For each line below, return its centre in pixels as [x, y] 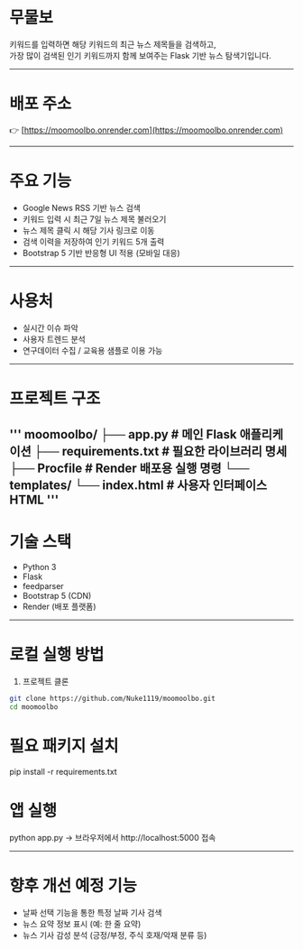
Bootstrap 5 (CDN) [57, 596]
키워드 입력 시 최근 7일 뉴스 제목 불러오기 [94, 219]
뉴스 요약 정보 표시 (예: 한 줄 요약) [82, 924]
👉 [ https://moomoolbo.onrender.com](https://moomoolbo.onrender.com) [147, 130]
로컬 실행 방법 [57, 655]
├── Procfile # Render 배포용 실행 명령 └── [129, 469]
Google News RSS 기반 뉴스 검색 [82, 207]
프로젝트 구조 [55, 398]
